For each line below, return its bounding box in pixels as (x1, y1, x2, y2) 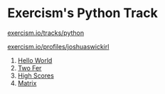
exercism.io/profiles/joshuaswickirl (7, 42, 110, 51)
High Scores (17, 71, 55, 80)
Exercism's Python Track (7, 5, 158, 21)
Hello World (17, 56, 53, 65)
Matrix (17, 78, 37, 87)
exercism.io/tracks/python (7, 28, 85, 37)
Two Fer (17, 63, 42, 72)
